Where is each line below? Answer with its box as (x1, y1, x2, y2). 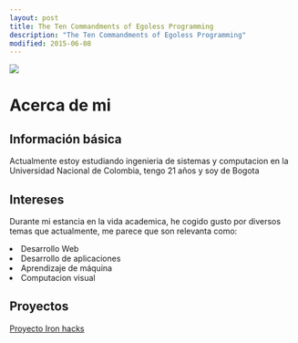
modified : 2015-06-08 (9, 38, 92, 48)
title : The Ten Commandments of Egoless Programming (9, 22, 214, 31)
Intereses (9, 192, 65, 207)
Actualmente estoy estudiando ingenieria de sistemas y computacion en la (9, 156, 289, 167)
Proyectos (9, 298, 69, 315)
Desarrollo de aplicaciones (21, 253, 121, 265)
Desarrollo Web (21, 244, 79, 255)
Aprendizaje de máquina (21, 263, 112, 274)
